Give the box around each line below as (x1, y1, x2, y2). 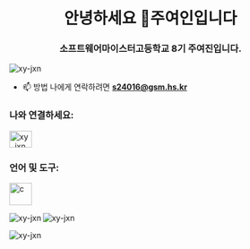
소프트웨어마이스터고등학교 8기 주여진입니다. (59, 42, 242, 55)
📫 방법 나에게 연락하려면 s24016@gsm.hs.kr (22, 82, 188, 92)
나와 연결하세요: (9, 109, 74, 122)
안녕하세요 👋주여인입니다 (64, 8, 237, 29)
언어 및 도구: (9, 161, 60, 174)
